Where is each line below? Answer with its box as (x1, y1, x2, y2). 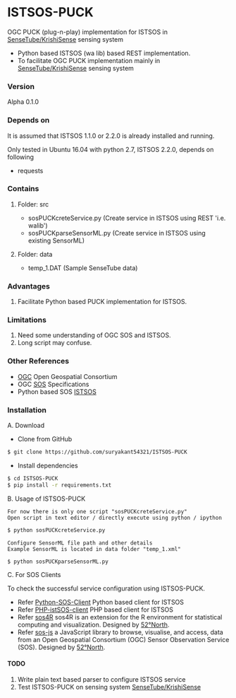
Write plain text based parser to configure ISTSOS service (17, 675, 186, 683)
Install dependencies (17, 461, 79, 470)
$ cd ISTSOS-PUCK (7, 475, 58, 482)
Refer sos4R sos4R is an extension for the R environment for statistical (17, 613, 223, 622)
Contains (7, 184, 39, 194)
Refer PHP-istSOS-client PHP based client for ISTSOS (17, 605, 174, 614)
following (7, 153, 34, 161)
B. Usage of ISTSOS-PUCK (7, 494, 86, 503)
